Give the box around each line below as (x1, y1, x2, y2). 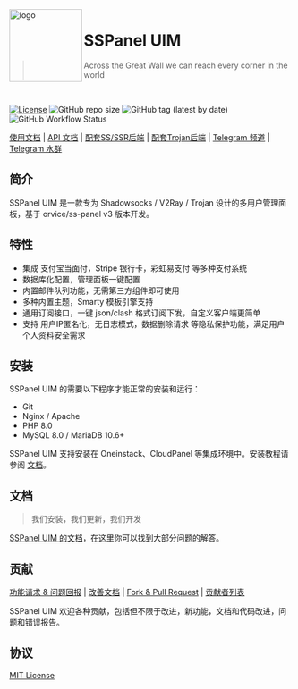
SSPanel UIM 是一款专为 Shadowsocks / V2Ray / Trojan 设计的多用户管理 (9, 197, 279, 208)
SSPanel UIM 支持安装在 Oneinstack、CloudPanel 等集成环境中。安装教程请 (9, 449, 289, 459)
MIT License (9, 669, 55, 680)
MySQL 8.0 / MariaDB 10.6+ (21, 430, 125, 441)
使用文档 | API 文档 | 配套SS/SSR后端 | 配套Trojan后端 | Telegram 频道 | (9, 131, 270, 142)
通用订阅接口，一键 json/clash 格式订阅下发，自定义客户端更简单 (21, 307, 261, 318)
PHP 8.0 (21, 420, 53, 432)
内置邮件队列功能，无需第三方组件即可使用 (21, 285, 180, 296)
